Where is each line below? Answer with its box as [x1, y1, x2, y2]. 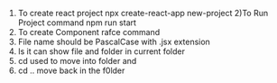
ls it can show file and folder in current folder [17, 46, 185, 57]
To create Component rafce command [17, 27, 161, 37]
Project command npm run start [17, 17, 137, 28]
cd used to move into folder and [17, 56, 137, 66]
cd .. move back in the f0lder [17, 65, 125, 76]
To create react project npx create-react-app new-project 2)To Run [17, 8, 269, 18]
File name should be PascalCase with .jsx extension [17, 36, 210, 47]
